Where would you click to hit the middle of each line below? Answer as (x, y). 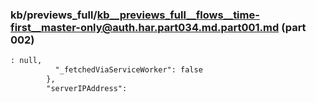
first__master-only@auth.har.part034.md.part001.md (145, 27)
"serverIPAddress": (87, 88)
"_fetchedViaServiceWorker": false (128, 70)
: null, (26, 61)
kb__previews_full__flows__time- (178, 15)
